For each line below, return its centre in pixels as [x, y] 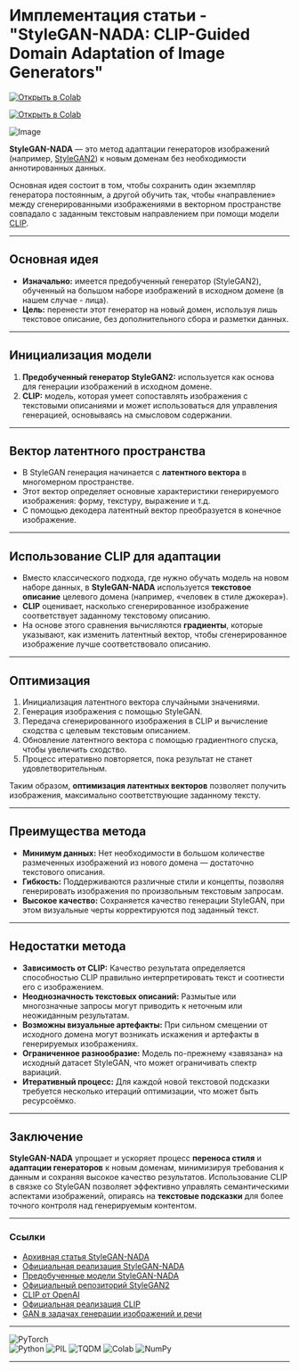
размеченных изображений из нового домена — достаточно [138, 863]
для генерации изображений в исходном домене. [117, 386]
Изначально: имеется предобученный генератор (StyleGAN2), [141, 281]
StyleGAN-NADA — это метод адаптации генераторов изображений [139, 149]
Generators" [57, 73]
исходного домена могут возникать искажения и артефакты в [141, 1034]
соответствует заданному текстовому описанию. [116, 615]
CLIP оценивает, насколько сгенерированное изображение [135, 607]
